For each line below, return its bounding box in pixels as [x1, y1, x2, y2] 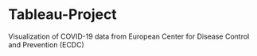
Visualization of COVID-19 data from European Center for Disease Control [8, 32, 250, 41]
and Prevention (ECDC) [8, 39, 85, 49]
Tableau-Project [8, 6, 117, 24]
